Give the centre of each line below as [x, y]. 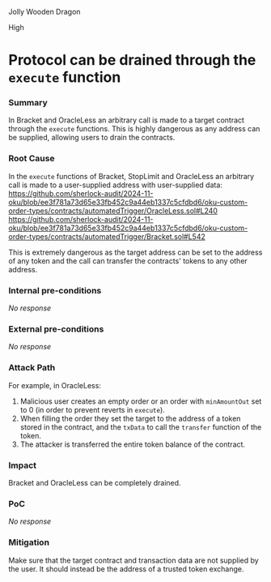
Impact [23, 465]
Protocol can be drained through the [132, 60]
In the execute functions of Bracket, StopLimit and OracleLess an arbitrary [131, 176]
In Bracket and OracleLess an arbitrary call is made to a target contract [127, 120]
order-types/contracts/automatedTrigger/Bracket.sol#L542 [107, 236]
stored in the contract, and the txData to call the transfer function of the [141, 427]
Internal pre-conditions [55, 290]
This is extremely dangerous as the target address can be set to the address [135, 252]
